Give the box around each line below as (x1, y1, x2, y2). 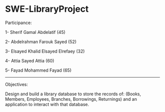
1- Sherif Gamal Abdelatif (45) (5, 29, 66, 35)
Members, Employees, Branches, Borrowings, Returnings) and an (5, 96, 137, 102)
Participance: (5, 20, 32, 26)
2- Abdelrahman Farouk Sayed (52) (5, 38, 77, 45)
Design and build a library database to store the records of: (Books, (5, 91, 141, 97)
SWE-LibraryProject (5, 3, 89, 15)
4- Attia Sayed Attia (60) (5, 57, 55, 63)
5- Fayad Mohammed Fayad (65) (5, 67, 72, 73)
